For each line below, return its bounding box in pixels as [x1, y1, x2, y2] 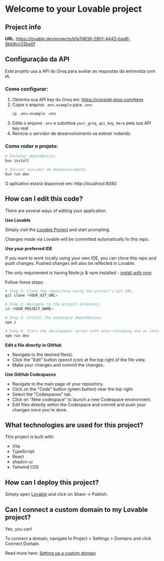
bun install [5, 158, 29, 163]
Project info [5, 23, 41, 31]
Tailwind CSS [12, 464, 39, 470]
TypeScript [12, 449, 35, 454]
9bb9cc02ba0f [5, 41, 36, 47]
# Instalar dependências [5, 154, 56, 159]
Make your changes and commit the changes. [12, 362, 104, 367]
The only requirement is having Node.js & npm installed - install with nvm [5, 270, 152, 276]
